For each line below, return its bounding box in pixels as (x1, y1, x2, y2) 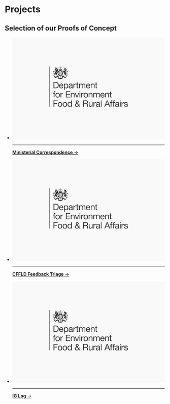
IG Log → (12, 393, 32, 399)
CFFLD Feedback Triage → (12, 271, 70, 277)
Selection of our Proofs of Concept (5, 24, 117, 33)
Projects (5, 4, 41, 15)
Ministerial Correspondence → (12, 149, 79, 156)
